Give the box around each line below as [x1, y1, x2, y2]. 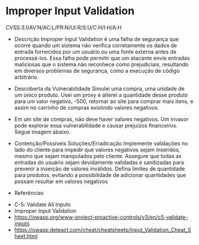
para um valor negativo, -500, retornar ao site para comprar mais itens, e [14, 97, 194, 105]
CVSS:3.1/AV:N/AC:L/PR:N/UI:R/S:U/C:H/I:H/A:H [5, 24, 122, 31]
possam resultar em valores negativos [14, 178, 108, 185]
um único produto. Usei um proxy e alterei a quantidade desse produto [14, 91, 188, 98]
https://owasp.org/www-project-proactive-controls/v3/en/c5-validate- [14, 213, 188, 221]
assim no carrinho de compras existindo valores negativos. [14, 104, 159, 111]
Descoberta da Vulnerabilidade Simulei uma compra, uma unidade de [14, 85, 185, 92]
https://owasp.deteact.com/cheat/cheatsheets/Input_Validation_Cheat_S [14, 226, 192, 233]
